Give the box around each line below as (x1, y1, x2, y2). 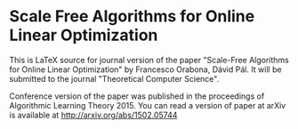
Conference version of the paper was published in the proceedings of (9, 91, 265, 101)
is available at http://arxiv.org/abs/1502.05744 (9, 109, 178, 120)
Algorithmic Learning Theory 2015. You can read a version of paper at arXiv (9, 100, 286, 110)
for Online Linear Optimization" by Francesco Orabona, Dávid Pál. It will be (9, 64, 282, 75)
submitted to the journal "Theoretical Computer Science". (9, 73, 220, 84)
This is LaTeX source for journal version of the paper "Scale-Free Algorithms (9, 54, 289, 65)
